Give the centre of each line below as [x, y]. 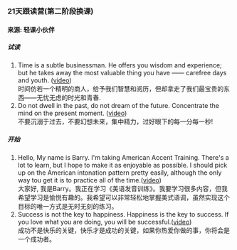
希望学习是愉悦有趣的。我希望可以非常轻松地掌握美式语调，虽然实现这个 [123, 197]
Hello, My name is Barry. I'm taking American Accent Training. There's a [123, 158]
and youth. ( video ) [44, 80]
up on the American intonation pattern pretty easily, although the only [120, 173]
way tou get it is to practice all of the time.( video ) [90, 180]
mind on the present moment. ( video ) [72, 113]
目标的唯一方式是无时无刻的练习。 [68, 207]
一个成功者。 [36, 239]
